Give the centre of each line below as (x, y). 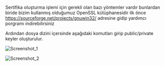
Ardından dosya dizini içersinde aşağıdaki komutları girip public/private (79, 33)
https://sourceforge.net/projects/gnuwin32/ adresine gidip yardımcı (76, 18)
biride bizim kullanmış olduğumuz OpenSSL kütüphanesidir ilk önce (76, 13)
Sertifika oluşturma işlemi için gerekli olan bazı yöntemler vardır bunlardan (83, 7)
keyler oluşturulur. (24, 39)
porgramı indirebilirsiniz (30, 23)
